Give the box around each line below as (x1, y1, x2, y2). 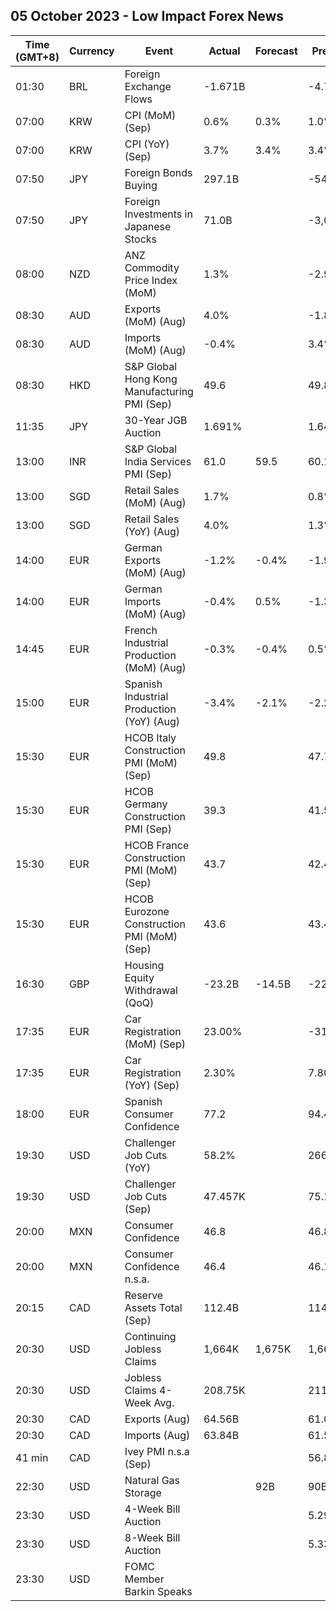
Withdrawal (124, 983, 178, 997)
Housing (124, 958, 165, 972)
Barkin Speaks (124, 1584, 193, 1598)
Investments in (124, 207, 193, 221)
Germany (124, 797, 168, 811)
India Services (124, 454, 192, 468)
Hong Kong (124, 372, 178, 386)
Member (124, 1572, 165, 1586)
